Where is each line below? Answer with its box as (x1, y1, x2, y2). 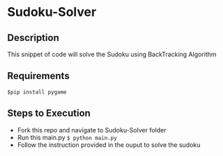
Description (7, 32, 59, 44)
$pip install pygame (7, 88, 68, 96)
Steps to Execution (7, 107, 91, 119)
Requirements (7, 70, 70, 82)
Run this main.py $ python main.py (17, 133, 117, 141)
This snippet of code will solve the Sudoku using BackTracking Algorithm (7, 50, 217, 58)
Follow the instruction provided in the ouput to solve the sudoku (17, 140, 201, 149)
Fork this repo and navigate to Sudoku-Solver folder (17, 125, 167, 134)
